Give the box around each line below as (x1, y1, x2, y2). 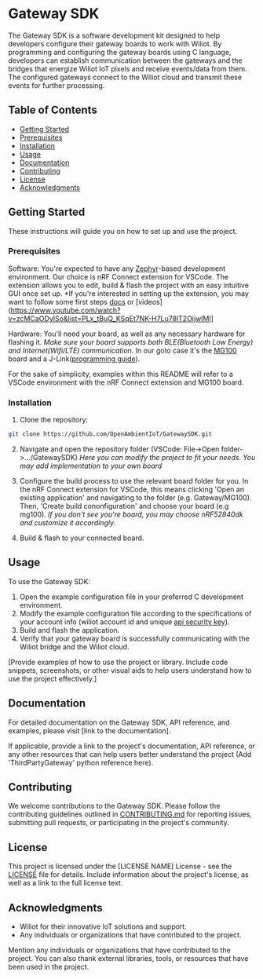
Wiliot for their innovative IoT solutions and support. (19, 922, 187, 931)
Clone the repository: (19, 415, 89, 425)
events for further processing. (8, 80, 105, 90)
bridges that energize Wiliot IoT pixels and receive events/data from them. (8, 64, 247, 73)
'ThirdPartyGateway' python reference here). (8, 758, 154, 767)
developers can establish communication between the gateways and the (8, 56, 243, 65)
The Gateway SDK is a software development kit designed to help (8, 31, 221, 40)
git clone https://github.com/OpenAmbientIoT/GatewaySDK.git (8, 430, 213, 438)
